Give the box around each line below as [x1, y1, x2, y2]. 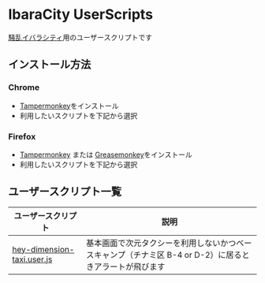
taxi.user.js [12, 254, 53, 265]
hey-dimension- [12, 244, 75, 255]
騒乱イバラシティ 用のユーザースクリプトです [8, 32, 152, 42]
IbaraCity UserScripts [8, 6, 154, 24]
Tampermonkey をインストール [19, 101, 119, 110]
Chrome [8, 82, 40, 93]
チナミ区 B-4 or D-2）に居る [132, 249, 242, 260]
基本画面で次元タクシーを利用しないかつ [86, 237, 237, 248]
